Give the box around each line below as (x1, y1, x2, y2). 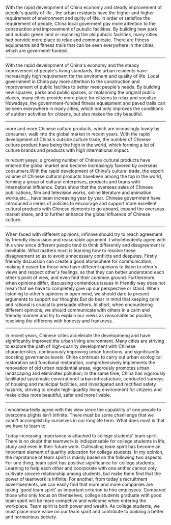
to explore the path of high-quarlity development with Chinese (5, 343, 136, 349)
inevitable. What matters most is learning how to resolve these (5, 247, 136, 254)
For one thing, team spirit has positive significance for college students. (5, 460, 155, 465)
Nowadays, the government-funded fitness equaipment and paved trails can (5, 100, 165, 106)
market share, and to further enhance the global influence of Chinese (5, 211, 151, 217)
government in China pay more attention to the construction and (5, 78, 140, 85)
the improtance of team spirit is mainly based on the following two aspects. (5, 454, 163, 460)
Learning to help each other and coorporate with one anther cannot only (5, 465, 157, 471)
